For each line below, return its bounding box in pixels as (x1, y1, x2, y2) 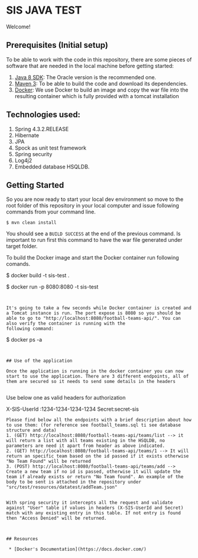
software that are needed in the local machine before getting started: (6, 62, 174, 69)
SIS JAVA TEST (6, 4, 82, 17)
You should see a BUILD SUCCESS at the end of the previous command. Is (6, 230, 181, 237)
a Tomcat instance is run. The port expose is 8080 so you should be (6, 310, 181, 316)
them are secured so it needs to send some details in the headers (6, 379, 176, 385)
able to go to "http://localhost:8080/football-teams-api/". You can (6, 316, 181, 322)
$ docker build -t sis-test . (6, 272, 70, 279)
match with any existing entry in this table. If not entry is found (6, 510, 181, 516)
